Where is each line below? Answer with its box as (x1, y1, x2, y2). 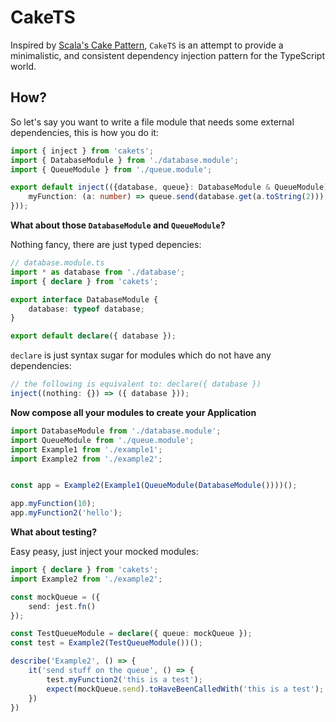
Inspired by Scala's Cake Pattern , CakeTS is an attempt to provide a (10, 39, 284, 51)
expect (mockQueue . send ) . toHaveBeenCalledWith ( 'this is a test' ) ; (46, 684, 325, 694)
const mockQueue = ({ (10, 592, 101, 602)
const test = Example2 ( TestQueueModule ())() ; (10, 638, 203, 648)
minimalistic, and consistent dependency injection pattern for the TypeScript (10, 49, 325, 61)
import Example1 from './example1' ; (10, 444, 163, 455)
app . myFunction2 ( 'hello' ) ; (10, 508, 123, 518)
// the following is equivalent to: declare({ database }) (10, 379, 262, 390)
